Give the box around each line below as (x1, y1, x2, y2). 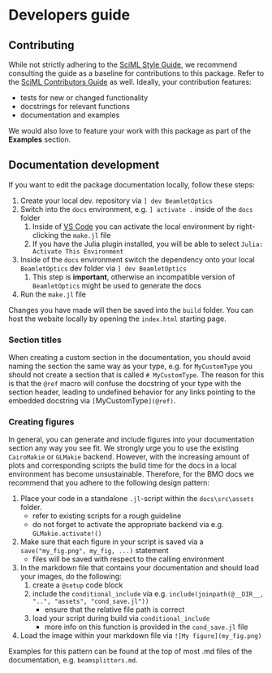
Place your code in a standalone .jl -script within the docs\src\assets (19, 494, 254, 504)
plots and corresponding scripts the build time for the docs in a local (8, 460, 237, 470)
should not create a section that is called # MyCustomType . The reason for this (8, 370, 265, 380)
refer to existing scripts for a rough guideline (32, 511, 182, 521)
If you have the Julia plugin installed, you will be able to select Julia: (32, 239, 264, 249)
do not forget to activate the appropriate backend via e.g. (32, 520, 224, 530)
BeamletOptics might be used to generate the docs (32, 280, 201, 290)
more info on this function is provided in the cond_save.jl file (44, 622, 248, 632)
